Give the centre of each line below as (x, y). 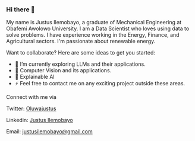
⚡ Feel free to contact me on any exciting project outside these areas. (100, 84)
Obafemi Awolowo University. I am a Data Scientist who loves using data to (98, 28)
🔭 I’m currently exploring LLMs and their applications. (80, 64)
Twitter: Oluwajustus (31, 108)
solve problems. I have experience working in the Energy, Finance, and (93, 35)
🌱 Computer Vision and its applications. (63, 70)
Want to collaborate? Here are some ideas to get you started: (81, 53)
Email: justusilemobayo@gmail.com (50, 132)
